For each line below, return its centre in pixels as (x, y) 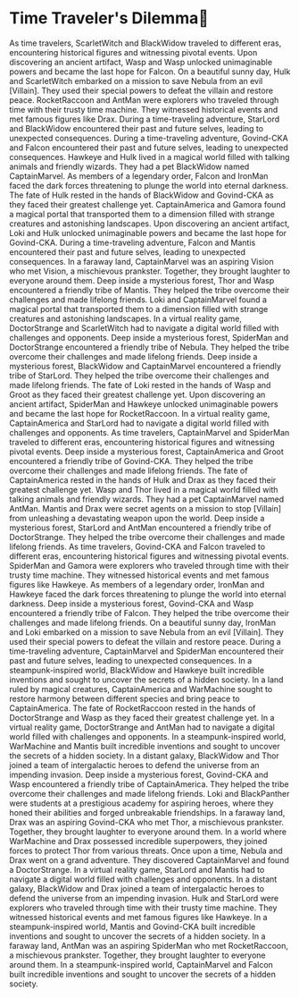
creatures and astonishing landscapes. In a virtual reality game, (126, 318)
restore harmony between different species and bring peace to (125, 698)
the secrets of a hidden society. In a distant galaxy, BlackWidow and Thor (144, 756)
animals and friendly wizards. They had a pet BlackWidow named (129, 166)
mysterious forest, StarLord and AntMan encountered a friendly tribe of (141, 528)
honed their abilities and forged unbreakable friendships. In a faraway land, (147, 812)
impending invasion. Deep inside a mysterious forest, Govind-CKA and (139, 774)
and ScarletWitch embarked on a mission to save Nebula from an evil (136, 80)
